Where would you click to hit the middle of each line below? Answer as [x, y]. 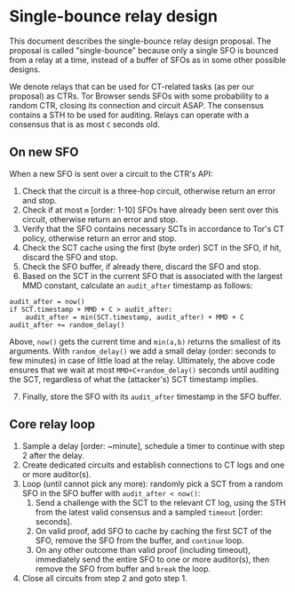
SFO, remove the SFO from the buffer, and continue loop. [140, 540]
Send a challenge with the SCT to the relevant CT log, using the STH [160, 502]
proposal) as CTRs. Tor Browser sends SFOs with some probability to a [139, 96]
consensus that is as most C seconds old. [84, 124]
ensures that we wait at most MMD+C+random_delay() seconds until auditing [144, 370]
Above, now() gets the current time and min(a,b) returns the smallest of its [145, 341]
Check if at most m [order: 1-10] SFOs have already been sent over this [150, 210]
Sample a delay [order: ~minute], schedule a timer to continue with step [153, 445]
